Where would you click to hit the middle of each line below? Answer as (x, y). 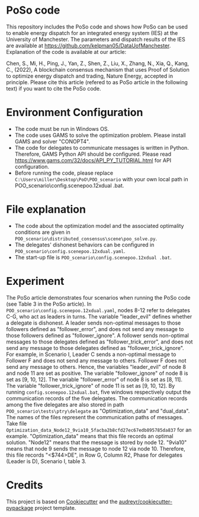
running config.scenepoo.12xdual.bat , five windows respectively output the (99, 392)
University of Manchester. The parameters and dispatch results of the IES (96, 39)
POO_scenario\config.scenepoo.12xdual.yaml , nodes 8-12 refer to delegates (98, 310)
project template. (55, 508)
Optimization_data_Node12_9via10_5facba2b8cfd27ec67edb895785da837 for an (99, 429)
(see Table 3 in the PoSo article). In (49, 304)
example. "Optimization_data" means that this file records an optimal (90, 436)
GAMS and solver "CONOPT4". (52, 141)
